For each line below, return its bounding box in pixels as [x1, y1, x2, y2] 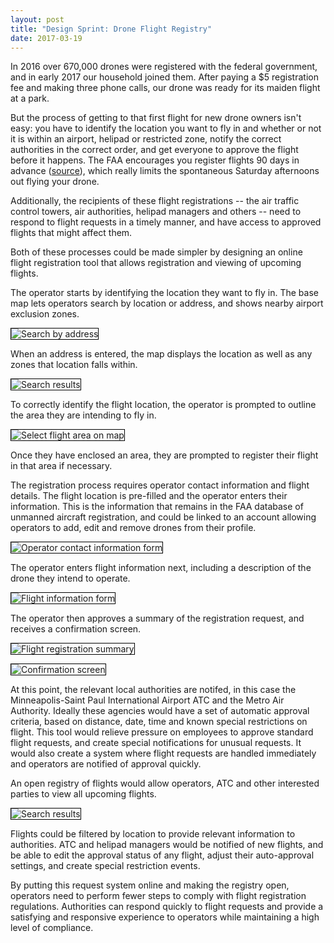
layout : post [10, 14, 65, 25]
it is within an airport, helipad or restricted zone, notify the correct [10, 133, 282, 145]
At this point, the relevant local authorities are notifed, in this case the [10, 684, 297, 696]
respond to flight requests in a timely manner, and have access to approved [10, 216, 322, 228]
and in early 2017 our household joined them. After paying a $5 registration [10, 71, 319, 83]
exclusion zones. [10, 308, 80, 320]
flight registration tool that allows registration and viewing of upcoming [10, 257, 302, 269]
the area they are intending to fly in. [10, 409, 157, 421]
